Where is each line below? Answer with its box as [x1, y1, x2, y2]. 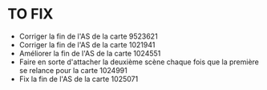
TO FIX [7, 5, 54, 23]
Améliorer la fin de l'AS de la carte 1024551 [18, 48, 161, 58]
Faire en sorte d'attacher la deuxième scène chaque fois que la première [18, 57, 260, 67]
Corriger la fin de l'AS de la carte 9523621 [18, 31, 158, 41]
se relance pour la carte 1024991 [18, 65, 127, 75]
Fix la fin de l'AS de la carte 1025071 [18, 74, 139, 84]
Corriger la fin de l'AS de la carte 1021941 [18, 39, 156, 49]
